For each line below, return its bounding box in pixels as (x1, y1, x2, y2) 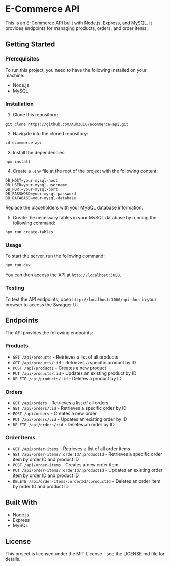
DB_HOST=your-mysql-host (5, 177, 58, 183)
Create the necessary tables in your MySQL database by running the (12, 214, 157, 220)
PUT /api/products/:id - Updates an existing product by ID (12, 370, 137, 376)
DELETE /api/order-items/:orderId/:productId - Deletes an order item (12, 478, 161, 484)
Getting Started (5, 40, 55, 49)
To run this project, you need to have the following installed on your (5, 67, 147, 73)
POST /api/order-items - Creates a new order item (12, 462, 119, 468)
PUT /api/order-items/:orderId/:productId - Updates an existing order (12, 467, 163, 473)
